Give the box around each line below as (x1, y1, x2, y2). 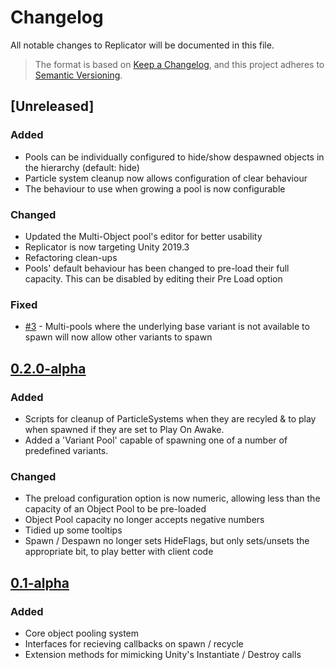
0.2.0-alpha (10, 360, 87, 377)
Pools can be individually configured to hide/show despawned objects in (24, 151, 325, 163)
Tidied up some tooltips (24, 524, 123, 536)
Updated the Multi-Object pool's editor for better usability (24, 230, 263, 242)
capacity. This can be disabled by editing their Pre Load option (24, 272, 283, 285)
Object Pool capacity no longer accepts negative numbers (24, 514, 265, 526)
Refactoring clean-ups (24, 251, 118, 263)
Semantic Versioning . (34, 69, 123, 81)
